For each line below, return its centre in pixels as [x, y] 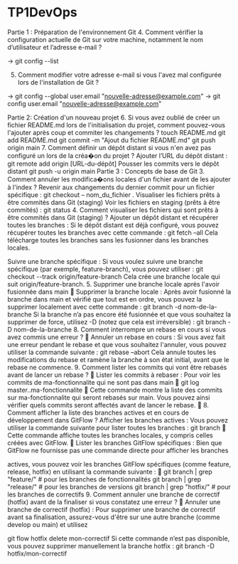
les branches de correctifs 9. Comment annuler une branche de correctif [114, 494]
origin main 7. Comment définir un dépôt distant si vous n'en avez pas [109, 147]
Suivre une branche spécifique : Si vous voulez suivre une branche [105, 261]
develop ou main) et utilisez [48, 524]
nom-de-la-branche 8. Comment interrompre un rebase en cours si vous [120, 329]
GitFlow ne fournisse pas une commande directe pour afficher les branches [118, 450]
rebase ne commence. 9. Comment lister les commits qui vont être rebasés [117, 367]
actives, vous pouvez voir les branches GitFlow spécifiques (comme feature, [119, 464]
